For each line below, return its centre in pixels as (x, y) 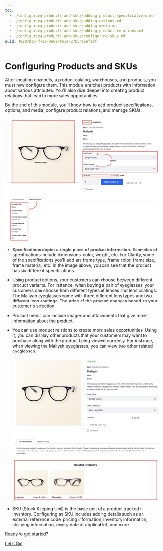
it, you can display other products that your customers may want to (80, 335)
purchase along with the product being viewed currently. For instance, (83, 341)
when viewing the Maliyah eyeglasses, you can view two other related (82, 346)
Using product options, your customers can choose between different (82, 280)
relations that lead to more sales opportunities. (52, 95)
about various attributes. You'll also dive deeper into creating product (75, 90)
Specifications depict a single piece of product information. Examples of (85, 250)
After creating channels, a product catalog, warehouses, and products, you (81, 80)
